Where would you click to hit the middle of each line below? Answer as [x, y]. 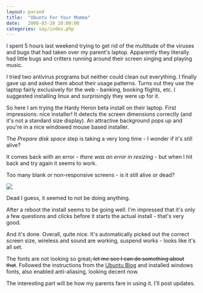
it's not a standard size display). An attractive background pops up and [95, 121]
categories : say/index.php [40, 29]
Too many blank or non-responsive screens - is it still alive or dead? [91, 175]
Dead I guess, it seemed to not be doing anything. [68, 198]
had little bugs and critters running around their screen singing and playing [99, 59]
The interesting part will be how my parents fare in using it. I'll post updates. [101, 283]
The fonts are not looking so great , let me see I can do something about [95, 259]
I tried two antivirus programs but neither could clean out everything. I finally [101, 77]
